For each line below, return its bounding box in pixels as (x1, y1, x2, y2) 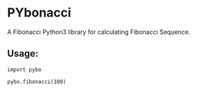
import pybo (7, 66, 41, 73)
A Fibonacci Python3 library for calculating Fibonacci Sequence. (7, 28, 191, 36)
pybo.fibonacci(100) (7, 78, 67, 85)
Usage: (7, 48, 39, 59)
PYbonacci (7, 5, 71, 21)
